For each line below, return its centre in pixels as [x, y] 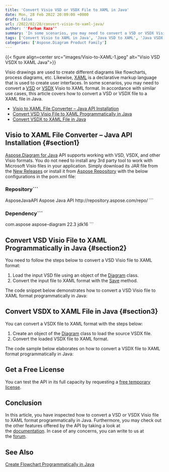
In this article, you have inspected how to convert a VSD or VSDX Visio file [82, 415]
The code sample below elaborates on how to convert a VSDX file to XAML [83, 348]
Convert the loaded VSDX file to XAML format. [60, 339]
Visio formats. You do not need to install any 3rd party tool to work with [79, 160]
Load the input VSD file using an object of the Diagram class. [76, 275]
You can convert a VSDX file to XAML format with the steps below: [74, 324]
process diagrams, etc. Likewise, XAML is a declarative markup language [81, 77]
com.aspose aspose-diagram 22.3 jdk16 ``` [50, 224]
